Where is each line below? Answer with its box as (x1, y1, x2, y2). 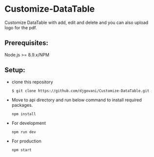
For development (11, 120, 46, 126)
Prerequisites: (4, 39, 48, 47)
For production (11, 138, 42, 144)
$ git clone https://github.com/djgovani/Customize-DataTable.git (11, 88, 150, 93)
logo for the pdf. (4, 24, 37, 30)
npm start (11, 147, 32, 152)
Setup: (4, 66, 25, 74)
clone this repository (11, 79, 53, 85)
